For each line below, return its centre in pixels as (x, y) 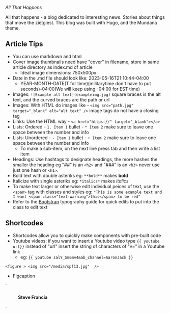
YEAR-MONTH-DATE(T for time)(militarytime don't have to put (86, 83)
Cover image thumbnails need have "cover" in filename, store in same (86, 62)
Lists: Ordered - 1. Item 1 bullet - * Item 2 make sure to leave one (83, 126)
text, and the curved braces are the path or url (61, 99)
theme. (13, 28)
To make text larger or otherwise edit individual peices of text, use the (86, 186)
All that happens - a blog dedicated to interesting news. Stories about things (85, 17)
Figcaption (24, 276)
